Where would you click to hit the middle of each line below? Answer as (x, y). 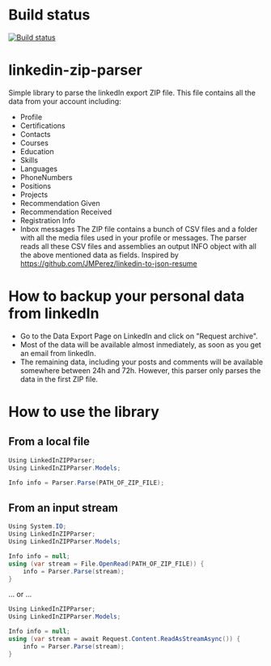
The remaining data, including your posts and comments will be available (142, 362)
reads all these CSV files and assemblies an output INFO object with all (138, 246)
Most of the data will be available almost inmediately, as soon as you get (140, 344)
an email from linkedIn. (58, 353)
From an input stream (64, 507)
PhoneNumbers (46, 177)
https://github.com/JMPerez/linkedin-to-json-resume (109, 263)
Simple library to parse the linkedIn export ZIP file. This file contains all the (132, 92)
